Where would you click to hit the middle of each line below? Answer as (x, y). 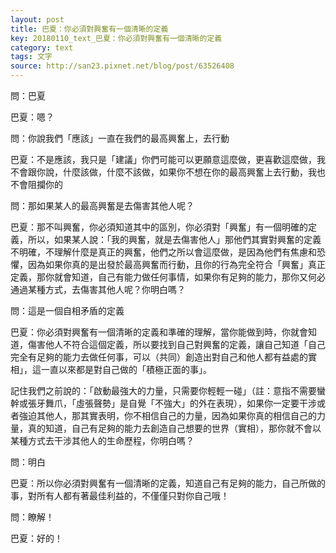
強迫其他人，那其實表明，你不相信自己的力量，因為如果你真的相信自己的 (167, 415)
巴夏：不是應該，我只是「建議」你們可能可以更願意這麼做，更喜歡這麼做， (163, 159)
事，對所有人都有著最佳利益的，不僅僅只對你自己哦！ (120, 495)
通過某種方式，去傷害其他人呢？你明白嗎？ (98, 289)
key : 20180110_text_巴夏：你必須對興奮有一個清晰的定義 (116, 38)
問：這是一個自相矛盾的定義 (67, 310)
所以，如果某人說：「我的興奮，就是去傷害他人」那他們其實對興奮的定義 (174, 239)
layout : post (37, 19)
